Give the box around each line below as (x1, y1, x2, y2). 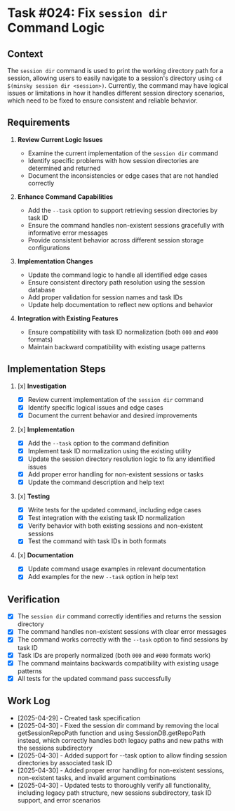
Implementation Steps (7, 363, 107, 375)
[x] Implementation (17, 425, 75, 434)
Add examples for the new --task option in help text (27, 573, 179, 581)
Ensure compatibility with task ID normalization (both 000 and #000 (27, 327, 219, 336)
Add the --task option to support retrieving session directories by (27, 206, 218, 214)
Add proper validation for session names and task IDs (27, 293, 183, 301)
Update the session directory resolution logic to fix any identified (27, 455, 215, 463)
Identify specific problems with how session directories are (27, 156, 199, 164)
